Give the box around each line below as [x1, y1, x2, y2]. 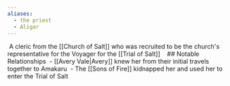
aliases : [7, 10, 33, 17]
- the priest [13, 17, 52, 24]
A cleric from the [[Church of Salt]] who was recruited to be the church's [8, 43, 220, 51]
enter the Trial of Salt [7, 72, 68, 80]
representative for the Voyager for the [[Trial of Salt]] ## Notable [7, 50, 200, 58]
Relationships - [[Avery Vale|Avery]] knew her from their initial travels [7, 57, 210, 66]
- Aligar [13, 23, 39, 30]
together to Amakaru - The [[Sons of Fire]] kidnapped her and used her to [7, 64, 223, 73]
